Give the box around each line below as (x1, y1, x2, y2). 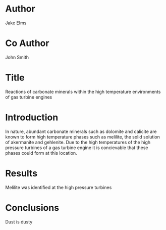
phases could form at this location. (5, 150, 77, 156)
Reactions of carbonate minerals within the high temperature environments (5, 88, 161, 95)
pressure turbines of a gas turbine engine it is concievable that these (5, 145, 148, 151)
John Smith (5, 54, 29, 60)
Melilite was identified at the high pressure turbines (5, 184, 112, 190)
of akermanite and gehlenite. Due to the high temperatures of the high (5, 139, 150, 145)
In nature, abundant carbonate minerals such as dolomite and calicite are (5, 128, 157, 134)
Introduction (5, 112, 59, 123)
